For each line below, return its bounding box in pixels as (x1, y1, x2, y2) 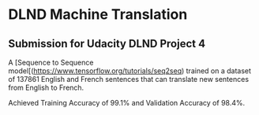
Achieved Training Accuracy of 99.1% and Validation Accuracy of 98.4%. (8, 98, 246, 107)
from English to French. (8, 83, 84, 92)
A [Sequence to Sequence (8, 57, 94, 67)
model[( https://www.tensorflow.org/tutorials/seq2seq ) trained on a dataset (8, 66, 251, 76)
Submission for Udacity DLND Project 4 (8, 37, 206, 50)
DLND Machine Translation (8, 6, 188, 24)
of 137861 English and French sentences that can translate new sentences (8, 75, 250, 83)
